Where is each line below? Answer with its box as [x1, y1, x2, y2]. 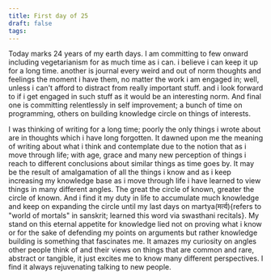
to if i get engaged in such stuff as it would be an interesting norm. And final [8, 92, 261, 102]
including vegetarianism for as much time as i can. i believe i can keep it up [8, 57, 259, 67]
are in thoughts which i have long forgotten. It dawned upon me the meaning [8, 133, 264, 143]
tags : [8, 27, 27, 35]
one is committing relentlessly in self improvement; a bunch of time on [8, 100, 243, 110]
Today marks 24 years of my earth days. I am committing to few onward [8, 49, 248, 59]
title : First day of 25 [8, 11, 89, 20]
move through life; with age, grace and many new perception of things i [8, 150, 247, 160]
